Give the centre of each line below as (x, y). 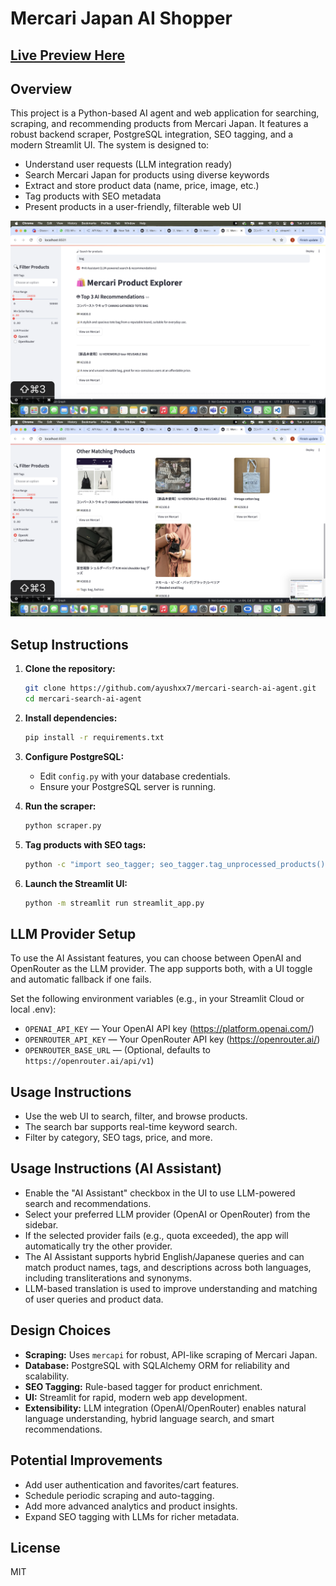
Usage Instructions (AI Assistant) (116, 1168)
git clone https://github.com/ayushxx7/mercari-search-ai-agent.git (170, 688)
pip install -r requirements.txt (94, 737)
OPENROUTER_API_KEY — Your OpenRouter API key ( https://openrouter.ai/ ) (172, 1039)
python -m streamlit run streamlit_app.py (114, 903)
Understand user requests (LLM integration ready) (128, 164)
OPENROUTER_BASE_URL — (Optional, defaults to (117, 1050)
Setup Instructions (69, 644)
